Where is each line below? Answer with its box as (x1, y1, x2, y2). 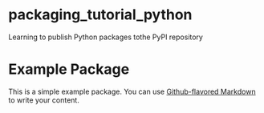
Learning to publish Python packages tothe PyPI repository (8, 32, 203, 42)
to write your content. (8, 95, 80, 105)
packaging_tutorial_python (8, 6, 193, 24)
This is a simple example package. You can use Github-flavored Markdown (8, 87, 256, 96)
